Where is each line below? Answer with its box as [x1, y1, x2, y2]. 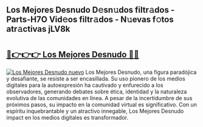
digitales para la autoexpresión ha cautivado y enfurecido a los [6, 82, 163, 89]
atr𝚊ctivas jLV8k [6, 24, 71, 34]
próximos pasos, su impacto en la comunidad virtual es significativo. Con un [6, 101, 198, 108]
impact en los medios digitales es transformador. [6, 114, 129, 121]
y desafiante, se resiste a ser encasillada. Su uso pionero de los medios [6, 75, 185, 82]
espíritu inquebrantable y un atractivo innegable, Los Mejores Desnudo [6, 107, 184, 115]
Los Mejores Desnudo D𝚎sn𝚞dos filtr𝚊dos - [6, 5, 175, 15]
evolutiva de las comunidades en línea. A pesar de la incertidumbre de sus [6, 95, 193, 101]
